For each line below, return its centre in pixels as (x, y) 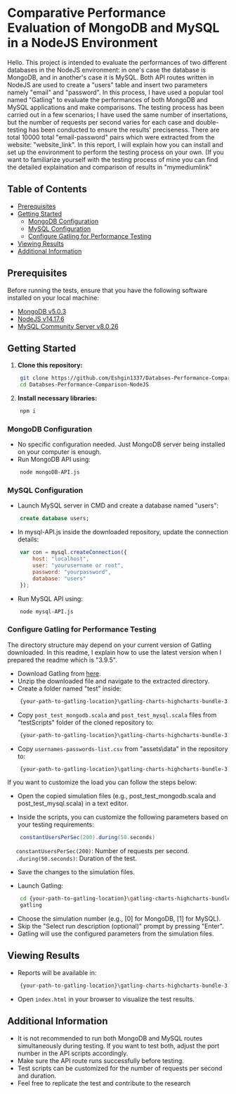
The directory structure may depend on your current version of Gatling (110, 645)
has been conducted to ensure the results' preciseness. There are (124, 130)
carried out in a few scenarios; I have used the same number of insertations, (118, 115)
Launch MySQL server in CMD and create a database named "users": (118, 505)
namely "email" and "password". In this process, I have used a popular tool (115, 92)
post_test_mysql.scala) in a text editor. (73, 803)
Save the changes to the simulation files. (76, 872)
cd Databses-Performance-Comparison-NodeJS (85, 385)
